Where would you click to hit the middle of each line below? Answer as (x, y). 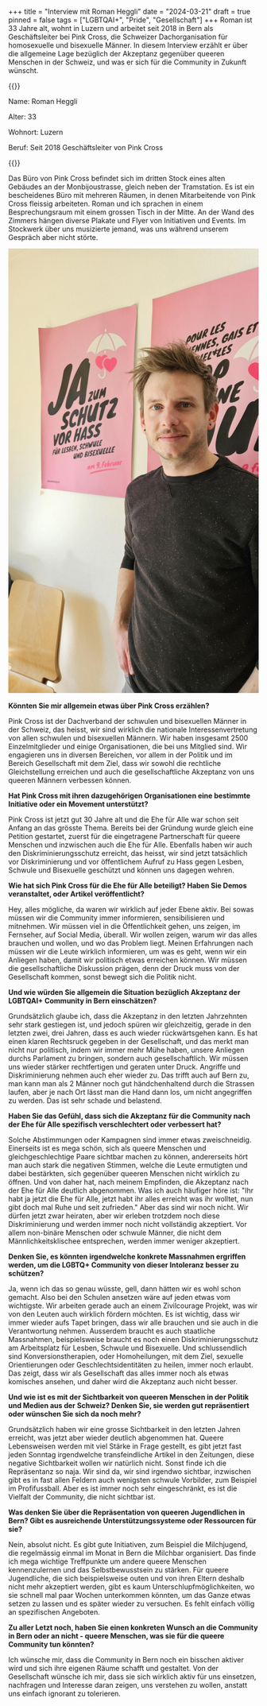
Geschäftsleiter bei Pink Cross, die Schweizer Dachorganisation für (118, 37)
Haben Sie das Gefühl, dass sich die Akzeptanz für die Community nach (129, 1116)
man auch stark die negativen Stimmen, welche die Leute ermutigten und (128, 1165)
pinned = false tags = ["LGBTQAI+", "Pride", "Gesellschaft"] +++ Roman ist (130, 20)
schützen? (26, 1274)
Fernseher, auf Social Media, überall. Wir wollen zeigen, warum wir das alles (133, 935)
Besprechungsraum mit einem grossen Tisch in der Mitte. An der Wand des (131, 212)
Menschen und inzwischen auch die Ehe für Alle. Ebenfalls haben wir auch (130, 845)
